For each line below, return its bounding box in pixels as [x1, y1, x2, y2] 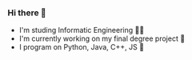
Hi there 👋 [7, 7, 47, 18]
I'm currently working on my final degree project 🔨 [18, 34, 186, 43]
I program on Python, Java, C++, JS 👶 [18, 42, 145, 52]
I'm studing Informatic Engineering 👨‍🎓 [18, 26, 145, 35]
